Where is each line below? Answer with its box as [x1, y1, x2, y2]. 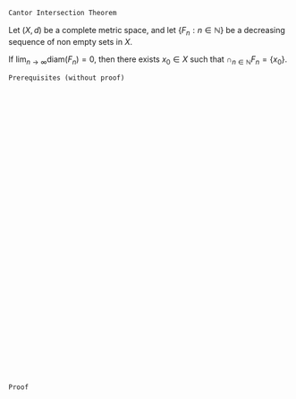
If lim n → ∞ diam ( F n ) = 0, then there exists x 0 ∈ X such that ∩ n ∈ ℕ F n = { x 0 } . [8, 54, 288, 66]
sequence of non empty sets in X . [8, 36, 133, 47]
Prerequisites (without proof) [8, 73, 125, 82]
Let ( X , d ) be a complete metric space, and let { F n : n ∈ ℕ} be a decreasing [8, 25, 285, 38]
